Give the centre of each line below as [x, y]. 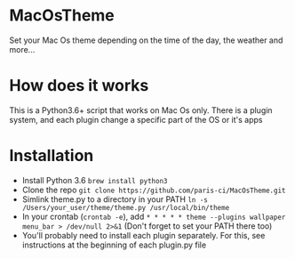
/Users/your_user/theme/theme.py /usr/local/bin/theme [126, 207]
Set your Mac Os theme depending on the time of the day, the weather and [146, 40]
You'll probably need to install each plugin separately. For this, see [144, 235]
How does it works [79, 86]
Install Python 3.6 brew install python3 [95, 180]
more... [22, 49]
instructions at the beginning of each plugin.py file [114, 245]
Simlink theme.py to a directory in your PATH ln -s [115, 199]
